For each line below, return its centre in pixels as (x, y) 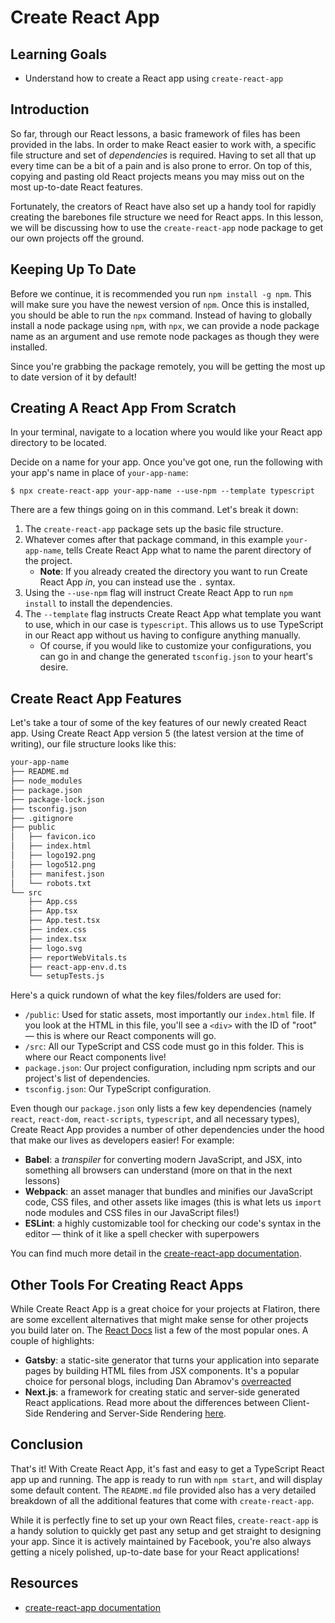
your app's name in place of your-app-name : (99, 473)
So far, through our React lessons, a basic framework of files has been (155, 133)
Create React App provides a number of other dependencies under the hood (167, 1130)
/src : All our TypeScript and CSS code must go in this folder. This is (164, 1047)
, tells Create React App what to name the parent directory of (186, 550)
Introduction (50, 109)
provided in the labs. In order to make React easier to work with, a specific (163, 144)
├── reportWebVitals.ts (78, 957)
